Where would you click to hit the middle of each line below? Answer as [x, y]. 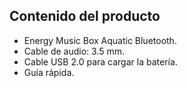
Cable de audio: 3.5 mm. [74, 51]
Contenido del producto [85, 16]
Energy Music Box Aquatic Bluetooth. [100, 40]
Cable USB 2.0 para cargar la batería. [100, 61]
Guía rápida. [49, 72]
